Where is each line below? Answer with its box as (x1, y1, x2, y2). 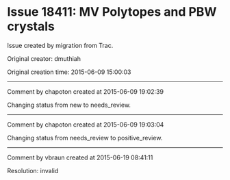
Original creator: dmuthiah (7, 54, 81, 62)
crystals (7, 18, 55, 34)
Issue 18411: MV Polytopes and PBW (7, 4, 217, 20)
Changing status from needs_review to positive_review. (7, 133, 163, 142)
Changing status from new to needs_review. (7, 101, 131, 109)
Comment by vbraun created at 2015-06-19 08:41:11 (7, 153, 153, 162)
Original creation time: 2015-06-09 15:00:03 (7, 68, 131, 76)
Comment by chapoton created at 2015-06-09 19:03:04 (7, 120, 164, 129)
